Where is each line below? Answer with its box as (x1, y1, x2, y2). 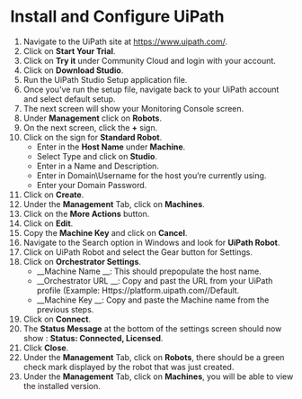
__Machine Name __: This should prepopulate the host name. (36, 266, 262, 277)
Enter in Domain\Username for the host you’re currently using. (36, 169, 267, 181)
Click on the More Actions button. (22, 208, 150, 219)
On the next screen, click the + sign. (22, 122, 158, 132)
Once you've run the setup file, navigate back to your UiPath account (22, 84, 280, 95)
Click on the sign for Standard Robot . (22, 131, 163, 142)
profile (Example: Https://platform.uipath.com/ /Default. (36, 285, 240, 295)
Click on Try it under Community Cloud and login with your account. (22, 55, 277, 66)
